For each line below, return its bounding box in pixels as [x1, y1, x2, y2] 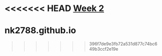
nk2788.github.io [4, 25, 76, 36]
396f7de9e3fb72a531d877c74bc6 [89, 41, 158, 47]
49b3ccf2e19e [89, 46, 119, 52]
